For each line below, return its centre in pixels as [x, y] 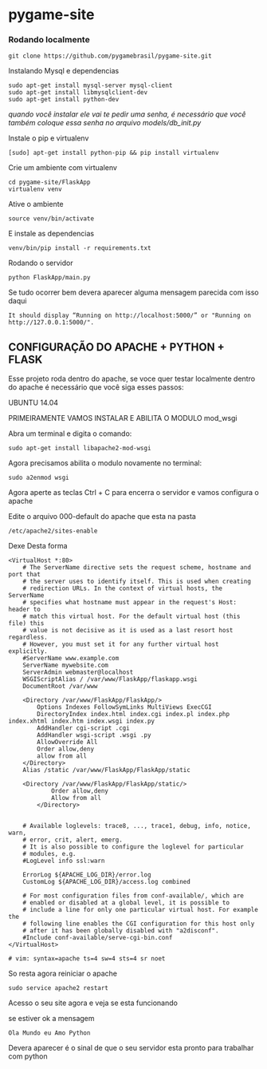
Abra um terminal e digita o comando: [70, 434]
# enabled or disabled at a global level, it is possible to [126, 903]
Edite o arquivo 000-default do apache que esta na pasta [102, 517]
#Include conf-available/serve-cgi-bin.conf [98, 938]
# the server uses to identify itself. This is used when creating [137, 582]
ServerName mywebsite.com [66, 665]
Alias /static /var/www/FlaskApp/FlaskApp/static [107, 770]
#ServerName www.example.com [71, 659]
